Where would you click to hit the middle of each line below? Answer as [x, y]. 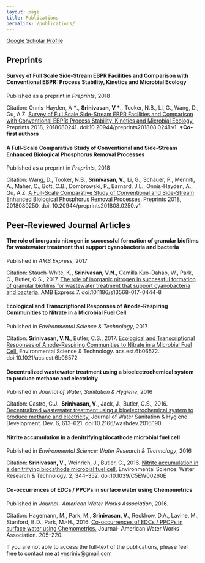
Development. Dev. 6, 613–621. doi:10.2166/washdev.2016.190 [84, 423]
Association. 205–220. [35, 535]
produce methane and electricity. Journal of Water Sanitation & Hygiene [97, 417]
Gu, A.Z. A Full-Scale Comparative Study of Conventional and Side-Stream [100, 193]
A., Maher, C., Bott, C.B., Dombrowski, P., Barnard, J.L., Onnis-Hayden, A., [99, 186]
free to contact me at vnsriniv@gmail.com [59, 553]
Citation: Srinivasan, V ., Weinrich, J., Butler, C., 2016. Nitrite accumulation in [102, 463]
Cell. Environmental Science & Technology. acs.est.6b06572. [83, 351]
